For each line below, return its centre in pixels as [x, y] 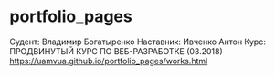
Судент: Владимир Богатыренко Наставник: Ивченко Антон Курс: [138, 42]
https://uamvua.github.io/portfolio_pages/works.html [109, 61]
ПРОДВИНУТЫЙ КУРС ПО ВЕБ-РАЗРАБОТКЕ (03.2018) [116, 51]
